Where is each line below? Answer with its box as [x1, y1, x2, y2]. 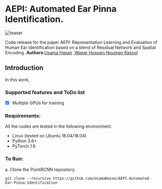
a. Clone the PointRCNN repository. [5, 167, 76, 172]
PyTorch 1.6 [12, 143, 36, 149]
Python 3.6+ [12, 138, 37, 144]
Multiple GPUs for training [12, 100, 64, 106]
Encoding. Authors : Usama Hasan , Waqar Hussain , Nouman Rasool [5, 50, 138, 56]
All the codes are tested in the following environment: [5, 123, 112, 130]
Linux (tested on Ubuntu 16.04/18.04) [12, 133, 87, 139]
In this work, [5, 76, 30, 82]
